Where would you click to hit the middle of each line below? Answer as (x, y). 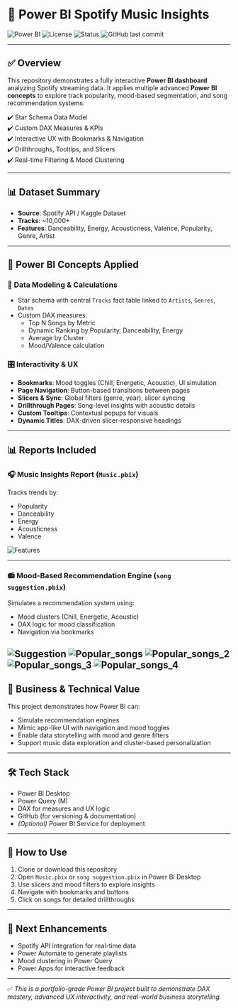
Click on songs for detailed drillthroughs (76, 900)
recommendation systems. (46, 103)
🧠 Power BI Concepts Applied (73, 265)
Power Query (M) (43, 801)
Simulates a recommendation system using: (71, 602)
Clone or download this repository (67, 869)
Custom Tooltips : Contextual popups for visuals (88, 413)
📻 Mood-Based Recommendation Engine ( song (89, 576)
